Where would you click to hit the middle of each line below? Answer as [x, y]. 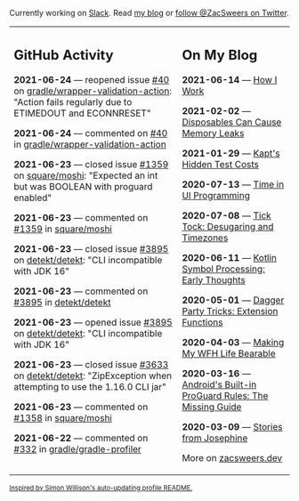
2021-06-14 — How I [230, 79]
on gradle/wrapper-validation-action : [93, 91]
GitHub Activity [64, 55]
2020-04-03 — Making [233, 342]
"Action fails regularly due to [73, 101]
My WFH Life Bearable [229, 353]
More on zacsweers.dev [232, 457]
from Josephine [215, 438]
